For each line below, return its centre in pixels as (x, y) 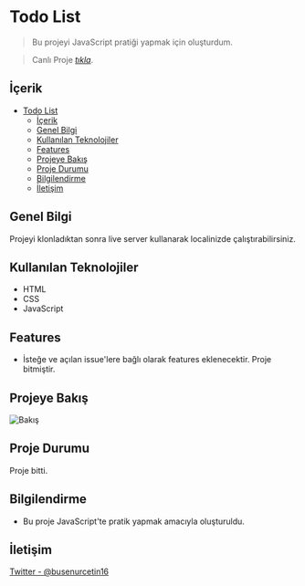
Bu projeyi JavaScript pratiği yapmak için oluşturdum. (132, 42)
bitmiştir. (39, 369)
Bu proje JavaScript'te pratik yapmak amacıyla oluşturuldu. (133, 521)
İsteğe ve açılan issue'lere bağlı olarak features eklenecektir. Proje (147, 360)
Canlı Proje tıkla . (63, 59)
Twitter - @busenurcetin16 (59, 571)
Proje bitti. (29, 470)
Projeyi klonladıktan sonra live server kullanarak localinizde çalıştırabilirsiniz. (153, 238)
